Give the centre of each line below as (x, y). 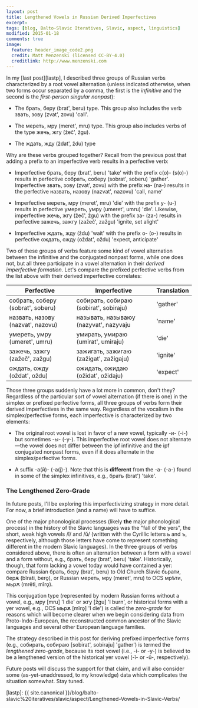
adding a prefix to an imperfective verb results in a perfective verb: (88, 161)
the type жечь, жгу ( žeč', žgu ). (52, 132)
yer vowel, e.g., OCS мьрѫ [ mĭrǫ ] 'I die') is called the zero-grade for (89, 608)
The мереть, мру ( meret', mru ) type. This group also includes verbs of (100, 126)
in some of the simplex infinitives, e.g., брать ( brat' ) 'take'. (85, 476)
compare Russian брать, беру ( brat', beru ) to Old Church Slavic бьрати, (94, 571)
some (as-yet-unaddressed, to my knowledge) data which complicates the (97, 675)
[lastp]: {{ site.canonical (35, 692)
